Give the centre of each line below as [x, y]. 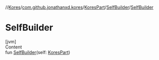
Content [14, 47]
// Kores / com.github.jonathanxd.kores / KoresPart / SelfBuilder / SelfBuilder [79, 7]
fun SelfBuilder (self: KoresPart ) [38, 52]
